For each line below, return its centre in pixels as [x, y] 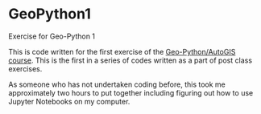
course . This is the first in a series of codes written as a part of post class [130, 60]
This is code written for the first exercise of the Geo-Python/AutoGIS [122, 51]
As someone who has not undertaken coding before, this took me [117, 84]
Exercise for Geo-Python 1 [52, 36]
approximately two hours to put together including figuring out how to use [131, 92]
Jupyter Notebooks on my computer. [69, 101]
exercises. [25, 68]
